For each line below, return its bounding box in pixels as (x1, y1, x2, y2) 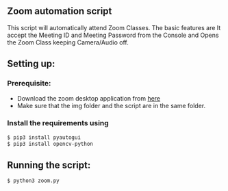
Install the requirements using (7, 118, 110, 128)
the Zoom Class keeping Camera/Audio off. (7, 38, 129, 47)
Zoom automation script (7, 5, 112, 17)
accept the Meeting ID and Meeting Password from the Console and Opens (7, 31, 219, 39)
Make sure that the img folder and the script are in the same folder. (16, 101, 206, 110)
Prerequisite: (7, 79, 51, 88)
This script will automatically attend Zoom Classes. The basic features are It (7, 23, 221, 31)
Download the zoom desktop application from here (16, 94, 161, 102)
